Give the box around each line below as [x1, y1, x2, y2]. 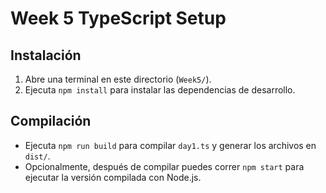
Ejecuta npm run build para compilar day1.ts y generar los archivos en [24, 139, 317, 151]
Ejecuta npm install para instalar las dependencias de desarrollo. [24, 84, 296, 96]
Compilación [10, 113, 92, 130]
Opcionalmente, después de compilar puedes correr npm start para [24, 160, 305, 172]
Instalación [10, 47, 82, 64]
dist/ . [24, 150, 51, 162]
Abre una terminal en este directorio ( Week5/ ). [24, 73, 212, 85]
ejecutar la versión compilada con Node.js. [24, 171, 202, 183]
